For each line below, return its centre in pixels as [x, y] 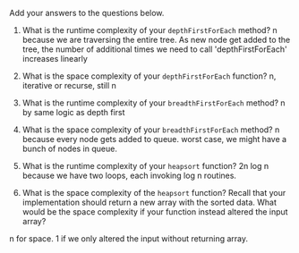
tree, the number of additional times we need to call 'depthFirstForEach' [155, 49]
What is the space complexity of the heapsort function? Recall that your [154, 193]
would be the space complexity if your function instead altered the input [155, 212]
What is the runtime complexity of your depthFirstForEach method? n [149, 30]
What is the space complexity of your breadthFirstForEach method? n [151, 130]
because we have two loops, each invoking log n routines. [129, 175]
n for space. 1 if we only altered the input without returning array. [129, 239]
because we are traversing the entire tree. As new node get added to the [156, 40]
